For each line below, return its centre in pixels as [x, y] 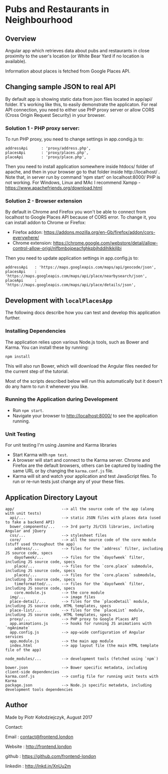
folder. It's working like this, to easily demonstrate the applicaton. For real [81, 104]
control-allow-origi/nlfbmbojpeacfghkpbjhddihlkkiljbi [67, 248]
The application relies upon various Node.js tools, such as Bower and [77, 342]
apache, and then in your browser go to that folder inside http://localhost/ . [82, 172]
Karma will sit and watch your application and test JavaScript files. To [85, 476]
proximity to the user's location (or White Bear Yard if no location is [75, 56]
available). [16, 61]
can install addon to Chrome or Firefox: [46, 223]
